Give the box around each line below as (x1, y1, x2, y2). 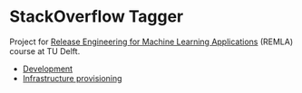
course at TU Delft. (9, 45, 81, 56)
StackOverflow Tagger (9, 6, 184, 27)
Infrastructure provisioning (22, 72, 122, 83)
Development (22, 63, 73, 74)
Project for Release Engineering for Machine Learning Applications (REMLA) (9, 36, 294, 47)
